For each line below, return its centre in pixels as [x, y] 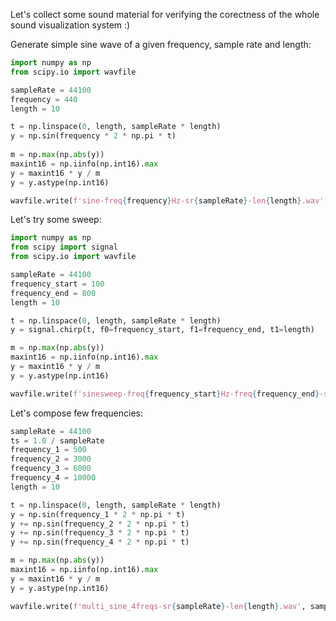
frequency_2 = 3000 [51, 459]
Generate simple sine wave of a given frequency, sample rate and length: [161, 44]
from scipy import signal [64, 247]
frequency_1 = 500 [48, 450]
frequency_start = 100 [57, 284]
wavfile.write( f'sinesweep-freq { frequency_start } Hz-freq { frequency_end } [165, 394]
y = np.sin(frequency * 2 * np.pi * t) [93, 136]
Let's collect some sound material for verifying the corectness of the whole [165, 14]
